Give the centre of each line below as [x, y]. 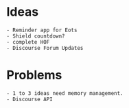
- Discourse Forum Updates [45, 48]
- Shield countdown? [36, 36]
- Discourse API [30, 99]
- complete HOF [28, 42]
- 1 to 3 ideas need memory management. [65, 93]
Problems [34, 75]
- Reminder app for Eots [42, 30]
